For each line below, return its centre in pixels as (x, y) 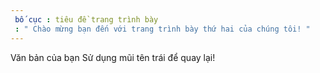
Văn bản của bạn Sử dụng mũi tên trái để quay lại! (113, 57)
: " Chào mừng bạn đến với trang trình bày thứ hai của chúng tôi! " (162, 29)
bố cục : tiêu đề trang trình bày (86, 19)
